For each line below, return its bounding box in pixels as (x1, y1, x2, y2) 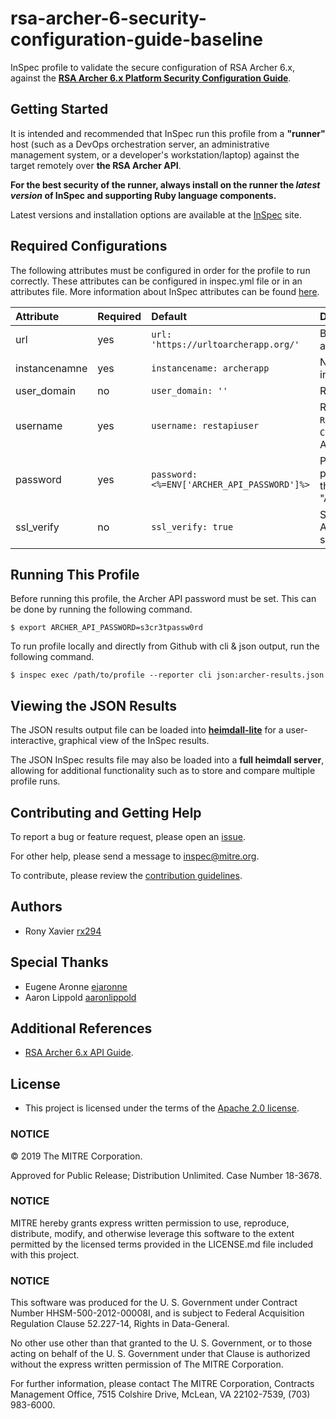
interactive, (10, 735, 57, 747)
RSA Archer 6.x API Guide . (24, 1047, 134, 1059)
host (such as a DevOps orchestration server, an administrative (10, 138, 270, 150)
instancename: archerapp (151, 362, 270, 374)
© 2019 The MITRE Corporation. (10, 1150, 143, 1162)
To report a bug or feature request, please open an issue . (10, 831, 246, 842)
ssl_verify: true (151, 521, 234, 532)
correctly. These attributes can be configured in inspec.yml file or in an (10, 275, 303, 287)
